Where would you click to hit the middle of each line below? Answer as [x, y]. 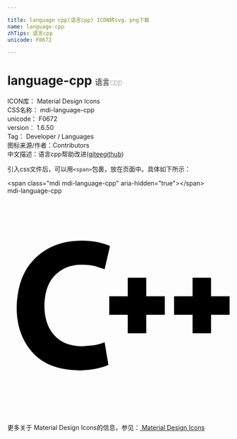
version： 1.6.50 [31, 128]
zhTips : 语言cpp [30, 33]
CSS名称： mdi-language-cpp [51, 110]
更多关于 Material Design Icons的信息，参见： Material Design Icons [106, 428]
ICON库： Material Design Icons [54, 101]
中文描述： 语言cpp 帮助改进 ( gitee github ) [66, 154]
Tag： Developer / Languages [50, 137]
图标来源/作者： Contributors [48, 145]
